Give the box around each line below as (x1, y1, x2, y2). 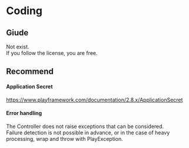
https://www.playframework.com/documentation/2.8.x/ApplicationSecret (6, 96, 183, 103)
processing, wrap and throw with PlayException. (6, 135, 124, 142)
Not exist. (6, 43, 29, 50)
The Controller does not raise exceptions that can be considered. (6, 123, 164, 130)
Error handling (6, 110, 42, 117)
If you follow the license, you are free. (6, 50, 98, 57)
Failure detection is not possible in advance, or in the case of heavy (6, 129, 170, 136)
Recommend (6, 67, 54, 77)
